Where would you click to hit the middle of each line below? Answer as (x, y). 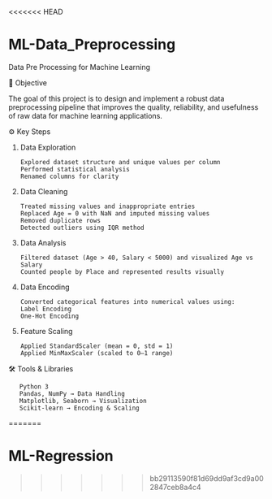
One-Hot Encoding (50, 316)
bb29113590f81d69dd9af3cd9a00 (207, 478)
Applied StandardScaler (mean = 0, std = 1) (97, 346)
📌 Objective (28, 82)
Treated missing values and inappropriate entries (108, 206)
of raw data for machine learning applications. (85, 115)
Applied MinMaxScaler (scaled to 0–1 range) (97, 353)
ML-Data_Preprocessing (92, 45)
